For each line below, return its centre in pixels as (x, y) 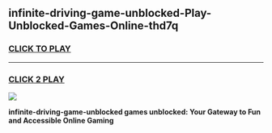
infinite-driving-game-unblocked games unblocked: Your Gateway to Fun (135, 111)
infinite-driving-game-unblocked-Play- (110, 13)
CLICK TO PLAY (40, 49)
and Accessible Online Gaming (61, 120)
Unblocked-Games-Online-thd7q (93, 26)
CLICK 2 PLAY (36, 79)
